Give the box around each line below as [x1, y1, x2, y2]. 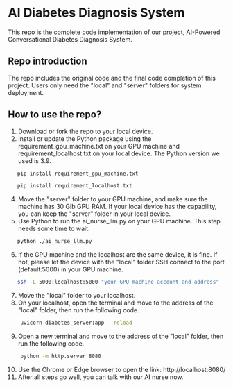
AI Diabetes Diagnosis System [8, 5, 185, 21]
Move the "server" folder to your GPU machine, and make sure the [17, 195, 209, 203]
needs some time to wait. [17, 224, 90, 233]
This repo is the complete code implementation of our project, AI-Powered [8, 28, 221, 36]
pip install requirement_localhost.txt [17, 183, 132, 189]
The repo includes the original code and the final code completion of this [8, 74, 216, 82]
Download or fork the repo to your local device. [17, 127, 153, 135]
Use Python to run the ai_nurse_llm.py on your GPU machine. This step [17, 217, 221, 226]
